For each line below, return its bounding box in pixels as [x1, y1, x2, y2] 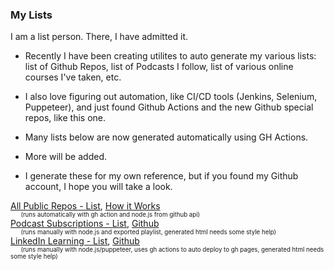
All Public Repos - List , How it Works [10, 200, 161, 212]
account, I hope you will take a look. [24, 181, 173, 193]
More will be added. [24, 151, 107, 163]
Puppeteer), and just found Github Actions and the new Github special [24, 101, 314, 113]
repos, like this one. [24, 112, 107, 124]
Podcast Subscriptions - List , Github [10, 218, 160, 230]
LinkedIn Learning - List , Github [10, 235, 140, 247]
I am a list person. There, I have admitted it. [10, 31, 189, 43]
